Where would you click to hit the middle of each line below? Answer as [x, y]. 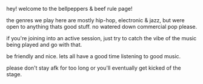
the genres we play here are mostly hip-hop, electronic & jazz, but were [95, 20]
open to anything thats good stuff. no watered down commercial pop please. [102, 27]
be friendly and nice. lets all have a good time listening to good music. [94, 56]
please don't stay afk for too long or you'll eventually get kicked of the [94, 68]
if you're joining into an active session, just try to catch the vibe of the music [101, 38]
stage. [14, 74]
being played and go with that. [44, 45]
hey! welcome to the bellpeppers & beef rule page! [69, 9]
